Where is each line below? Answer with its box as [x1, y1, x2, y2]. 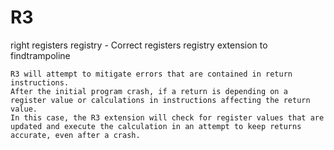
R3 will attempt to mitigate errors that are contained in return [10, 69, 293, 79]
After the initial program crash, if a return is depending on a [10, 86, 288, 96]
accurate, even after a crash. [10, 130, 141, 140]
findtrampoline [10, 49, 71, 61]
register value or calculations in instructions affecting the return [10, 95, 311, 105]
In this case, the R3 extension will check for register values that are [10, 112, 325, 123]
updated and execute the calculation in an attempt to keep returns [10, 121, 302, 131]
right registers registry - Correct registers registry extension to [10, 39, 268, 51]
